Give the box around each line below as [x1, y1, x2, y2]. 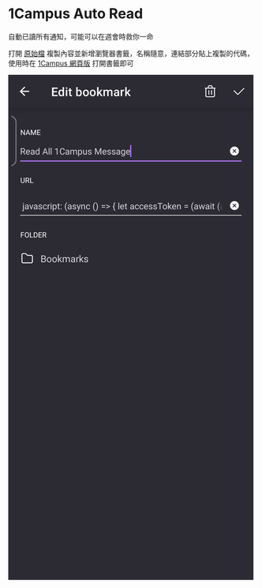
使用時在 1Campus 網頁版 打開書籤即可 [8, 58, 134, 68]
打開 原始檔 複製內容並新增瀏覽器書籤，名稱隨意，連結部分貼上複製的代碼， [8, 48, 254, 58]
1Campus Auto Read [8, 5, 144, 23]
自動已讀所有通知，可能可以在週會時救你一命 [8, 32, 154, 41]
